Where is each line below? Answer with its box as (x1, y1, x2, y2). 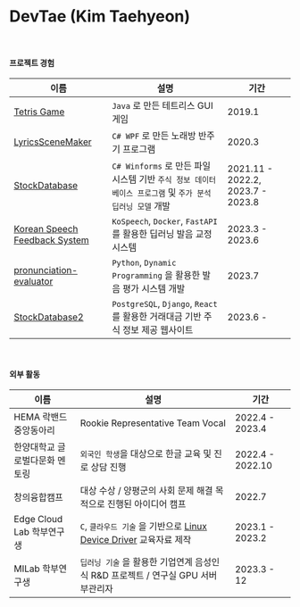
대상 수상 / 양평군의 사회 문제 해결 (79, 485, 213, 497)
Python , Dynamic (111, 256, 177, 269)
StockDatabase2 (13, 311, 84, 323)
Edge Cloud (13, 513, 63, 526)
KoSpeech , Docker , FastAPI (111, 215, 218, 228)
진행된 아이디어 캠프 (106, 498, 187, 511)
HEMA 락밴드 (13, 411, 68, 423)
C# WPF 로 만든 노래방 (111, 129, 196, 142)
